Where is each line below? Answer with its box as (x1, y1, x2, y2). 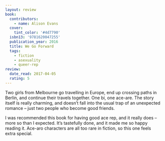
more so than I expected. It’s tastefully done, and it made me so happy (5, 120, 148, 126)
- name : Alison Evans (14, 21, 58, 26)
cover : (9, 26, 23, 31)
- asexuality (14, 58, 41, 63)
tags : (9, 48, 21, 53)
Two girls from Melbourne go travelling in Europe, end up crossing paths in (5, 89, 157, 95)
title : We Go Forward (9, 44, 54, 49)
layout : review (5, 7, 36, 12)
